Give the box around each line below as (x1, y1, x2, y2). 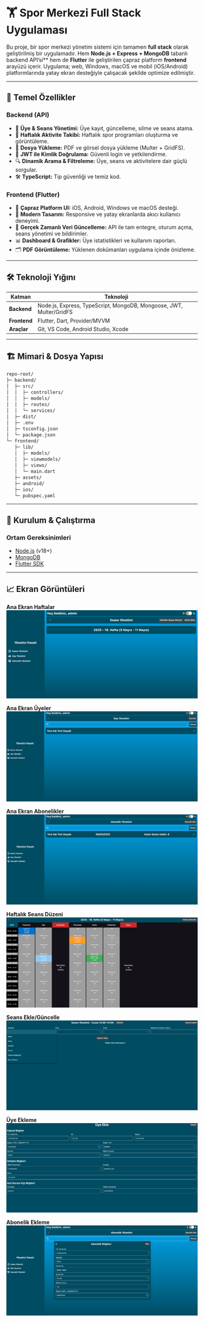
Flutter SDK (15, 560, 44, 567)
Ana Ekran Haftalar (6, 603, 55, 610)
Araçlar (8, 325, 29, 333)
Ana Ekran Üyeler (6, 704, 52, 712)
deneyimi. (15, 217, 40, 224)
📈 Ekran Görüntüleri (6, 584, 85, 594)
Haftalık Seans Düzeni (6, 910, 64, 917)
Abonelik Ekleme (6, 1219, 50, 1226)
